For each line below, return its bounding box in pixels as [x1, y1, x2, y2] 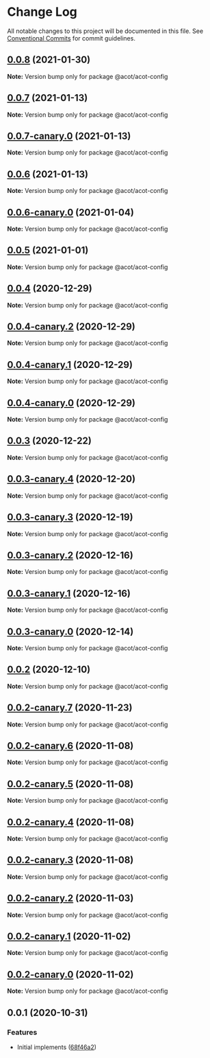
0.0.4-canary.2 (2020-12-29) [7, 321, 135, 333]
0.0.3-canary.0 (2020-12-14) [7, 625, 134, 637]
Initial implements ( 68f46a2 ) [16, 1043, 97, 1051]
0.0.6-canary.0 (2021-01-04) [7, 207, 135, 218]
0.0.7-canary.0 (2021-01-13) [7, 130, 131, 141]
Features [7, 1027, 38, 1037]
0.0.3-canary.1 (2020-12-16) [7, 588, 131, 599]
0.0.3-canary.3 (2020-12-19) [7, 511, 133, 523]
